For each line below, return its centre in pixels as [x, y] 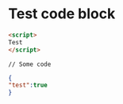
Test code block [62, 14]
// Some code [30, 64]
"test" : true [28, 85]
